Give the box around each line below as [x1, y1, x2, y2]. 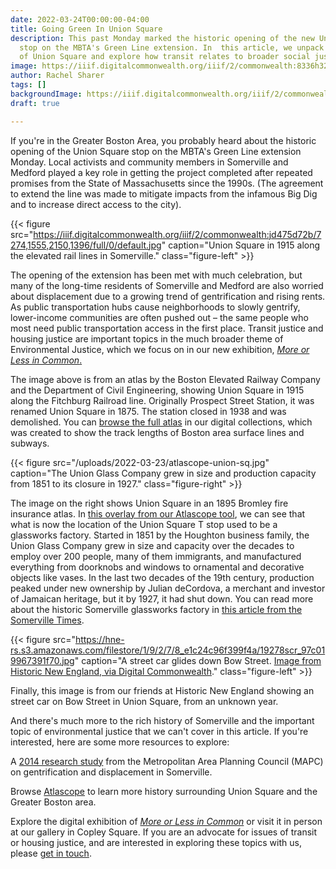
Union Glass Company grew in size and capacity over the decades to [10, 539, 295, 551]
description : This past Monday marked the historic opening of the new [10, 33, 315, 43]
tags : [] [10, 80, 47, 90]
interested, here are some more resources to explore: [10, 736, 230, 748]
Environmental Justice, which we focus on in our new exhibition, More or [10, 343, 310, 355]
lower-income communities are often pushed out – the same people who [10, 311, 309, 323]
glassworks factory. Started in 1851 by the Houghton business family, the [10, 529, 310, 541]
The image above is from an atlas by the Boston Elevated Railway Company [10, 373, 321, 385]
